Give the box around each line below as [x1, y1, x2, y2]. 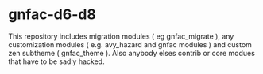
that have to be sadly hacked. [8, 57, 105, 66]
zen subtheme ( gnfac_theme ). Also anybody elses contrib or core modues [8, 48, 256, 57]
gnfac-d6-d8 [8, 6, 97, 24]
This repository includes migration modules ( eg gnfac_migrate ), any [8, 31, 234, 41]
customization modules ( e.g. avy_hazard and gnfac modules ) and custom [8, 39, 253, 49]
